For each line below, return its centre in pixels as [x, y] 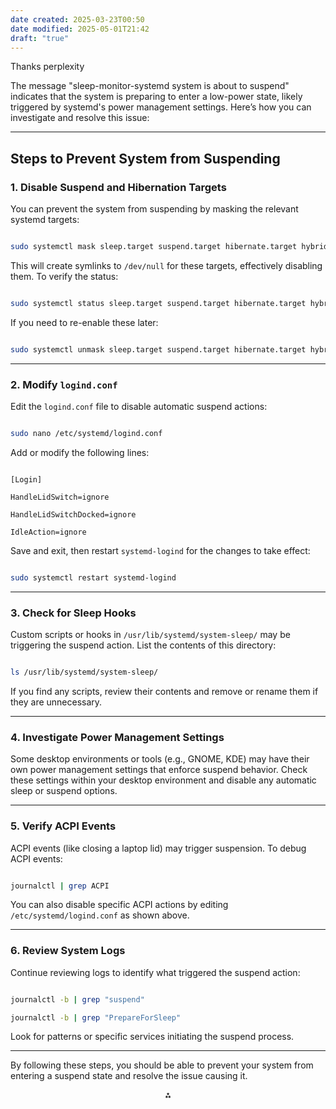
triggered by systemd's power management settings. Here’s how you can [161, 107]
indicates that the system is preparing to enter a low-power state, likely [156, 97]
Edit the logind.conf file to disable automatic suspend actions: [139, 406]
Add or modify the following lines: [80, 452]
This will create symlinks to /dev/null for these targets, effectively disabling [166, 265]
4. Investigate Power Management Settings [117, 737]
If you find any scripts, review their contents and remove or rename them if [164, 691]
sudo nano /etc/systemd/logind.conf [86, 433]
